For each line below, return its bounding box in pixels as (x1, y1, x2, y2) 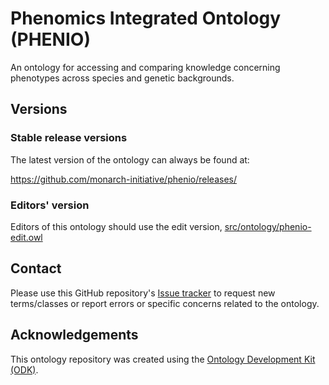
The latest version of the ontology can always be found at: (10, 153, 250, 166)
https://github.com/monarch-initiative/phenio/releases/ (10, 173, 237, 185)
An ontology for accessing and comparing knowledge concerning (10, 61, 281, 73)
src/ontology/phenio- (224, 220, 312, 232)
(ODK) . (10, 363, 39, 376)
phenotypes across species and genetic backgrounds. (10, 72, 235, 84)
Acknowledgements (10, 327, 139, 344)
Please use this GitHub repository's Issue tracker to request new (10, 287, 276, 299)
